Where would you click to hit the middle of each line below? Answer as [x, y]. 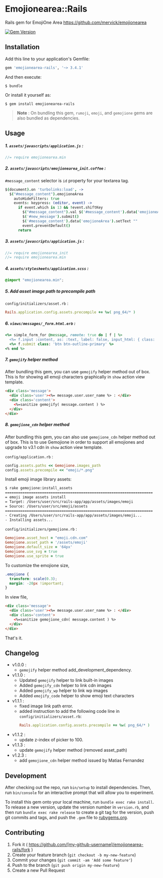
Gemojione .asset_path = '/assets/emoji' [47, 543]
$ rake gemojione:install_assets [39, 488]
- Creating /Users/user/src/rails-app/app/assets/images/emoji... [73, 515]
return [24, 230]
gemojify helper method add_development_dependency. [76, 670]
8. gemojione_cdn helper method [37, 425]
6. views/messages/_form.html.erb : [40, 323]
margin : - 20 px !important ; [37, 583]
